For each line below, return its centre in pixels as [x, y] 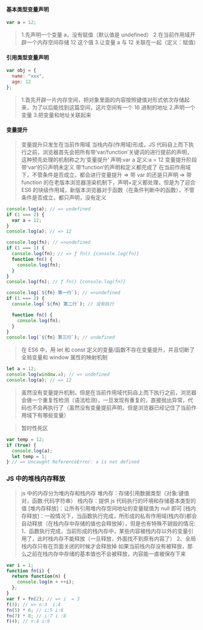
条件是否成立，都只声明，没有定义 [64, 197]
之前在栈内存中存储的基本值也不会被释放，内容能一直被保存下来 [106, 554]
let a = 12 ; [21, 369]
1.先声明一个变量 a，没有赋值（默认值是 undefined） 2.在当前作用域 [105, 35]
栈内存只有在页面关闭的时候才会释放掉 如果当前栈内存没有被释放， [104, 546]
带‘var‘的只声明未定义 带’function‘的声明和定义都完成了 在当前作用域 [106, 167]
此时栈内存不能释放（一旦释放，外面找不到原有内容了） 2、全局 [117, 539]
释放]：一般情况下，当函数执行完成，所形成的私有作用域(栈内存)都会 [112, 516]
